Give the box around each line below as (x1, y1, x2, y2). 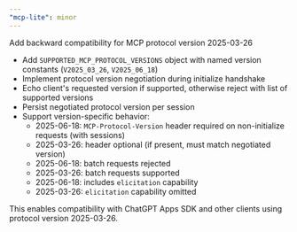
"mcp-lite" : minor (9, 12, 77, 22)
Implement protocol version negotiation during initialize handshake (21, 73, 266, 84)
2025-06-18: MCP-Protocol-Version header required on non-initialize (35, 120, 285, 131)
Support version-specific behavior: (21, 111, 151, 121)
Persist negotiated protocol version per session (21, 101, 195, 112)
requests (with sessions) (35, 129, 126, 140)
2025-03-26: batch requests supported (35, 167, 180, 178)
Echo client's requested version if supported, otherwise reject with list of (21, 82, 288, 93)
